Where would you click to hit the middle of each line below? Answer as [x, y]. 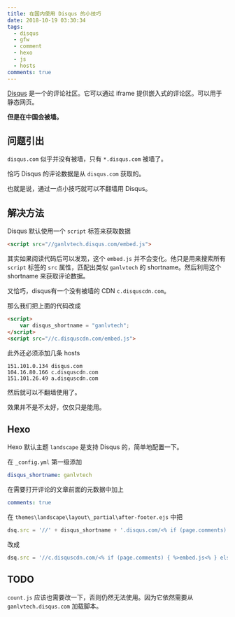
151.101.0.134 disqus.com [45, 366]
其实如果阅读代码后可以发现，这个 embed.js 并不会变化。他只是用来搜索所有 [116, 258]
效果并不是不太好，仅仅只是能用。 [56, 407]
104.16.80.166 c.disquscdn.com [53, 372]
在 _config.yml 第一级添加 [45, 462]
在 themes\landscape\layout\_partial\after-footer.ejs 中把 [95, 517]
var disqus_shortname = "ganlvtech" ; [75, 325]
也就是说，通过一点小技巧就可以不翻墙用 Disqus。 [79, 189]
